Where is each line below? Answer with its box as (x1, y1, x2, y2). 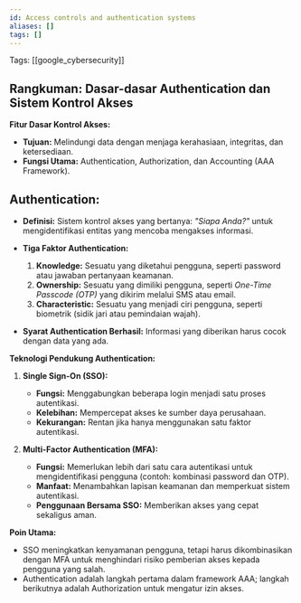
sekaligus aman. (35, 510, 97, 520)
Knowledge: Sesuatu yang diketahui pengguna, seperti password (35, 260, 282, 271)
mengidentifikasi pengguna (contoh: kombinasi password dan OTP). (35, 471, 289, 482)
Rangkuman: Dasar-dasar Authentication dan (9, 80, 271, 96)
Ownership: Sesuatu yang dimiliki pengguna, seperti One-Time (35, 279, 272, 290)
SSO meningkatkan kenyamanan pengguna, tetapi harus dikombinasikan (22, 544, 293, 555)
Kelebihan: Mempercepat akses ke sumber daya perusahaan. (35, 408, 267, 418)
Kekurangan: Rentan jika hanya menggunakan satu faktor (35, 417, 251, 428)
